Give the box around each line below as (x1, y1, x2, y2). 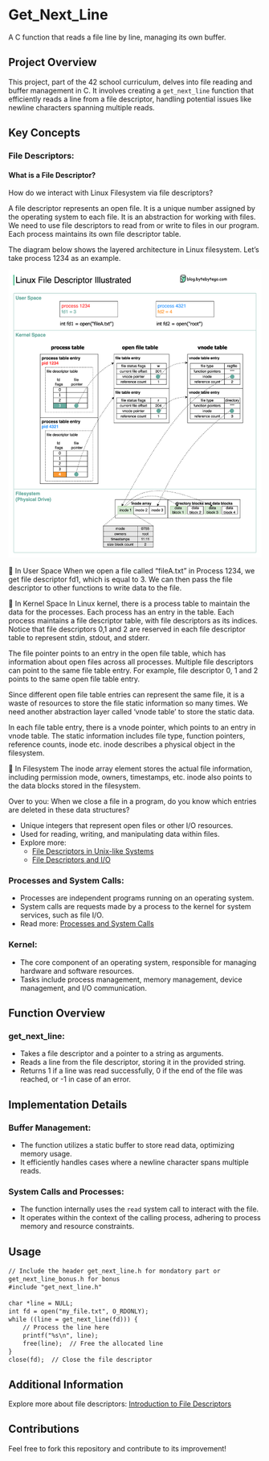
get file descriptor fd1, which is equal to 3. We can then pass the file (8, 574, 233, 585)
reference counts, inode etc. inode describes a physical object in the (8, 739, 235, 750)
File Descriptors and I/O (31, 855, 111, 865)
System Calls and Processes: (8, 1186, 124, 1197)
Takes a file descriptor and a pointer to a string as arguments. (19, 1049, 224, 1058)
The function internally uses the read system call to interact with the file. (19, 1204, 259, 1214)
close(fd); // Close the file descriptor (8, 1355, 153, 1364)
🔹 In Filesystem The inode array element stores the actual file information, (8, 764, 253, 774)
